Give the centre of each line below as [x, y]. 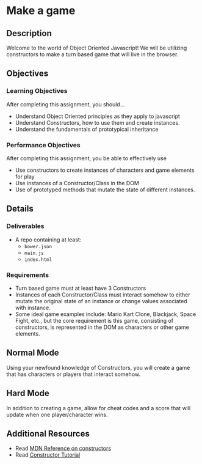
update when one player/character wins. [57, 414]
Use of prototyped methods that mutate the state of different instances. [105, 190]
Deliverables [25, 226]
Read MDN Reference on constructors [63, 448]
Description [29, 33]
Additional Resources [48, 434]
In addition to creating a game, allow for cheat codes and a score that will [99, 408]
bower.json [38, 246]
